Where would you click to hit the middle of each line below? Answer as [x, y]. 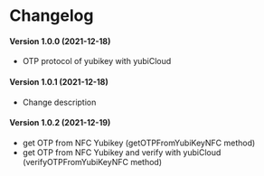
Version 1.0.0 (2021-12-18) [60, 41]
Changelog [52, 16]
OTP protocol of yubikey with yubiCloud [97, 61]
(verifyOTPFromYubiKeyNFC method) [92, 162]
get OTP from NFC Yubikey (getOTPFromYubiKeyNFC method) [139, 143]
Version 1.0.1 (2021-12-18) [59, 81]
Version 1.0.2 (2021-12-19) [60, 123]
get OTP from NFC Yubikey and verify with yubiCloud [122, 152]
